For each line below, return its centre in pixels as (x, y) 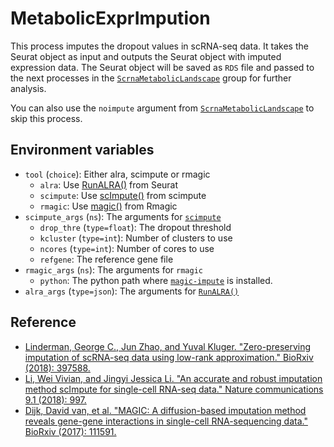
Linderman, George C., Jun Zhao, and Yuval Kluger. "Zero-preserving (168, 346)
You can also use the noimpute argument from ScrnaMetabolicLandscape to (162, 108)
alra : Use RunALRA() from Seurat (109, 184)
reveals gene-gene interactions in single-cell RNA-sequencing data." (166, 421)
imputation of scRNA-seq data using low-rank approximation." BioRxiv (169, 357)
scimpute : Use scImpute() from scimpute (123, 195)
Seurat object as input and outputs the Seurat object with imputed (146, 56)
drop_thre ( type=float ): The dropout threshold (135, 227)
